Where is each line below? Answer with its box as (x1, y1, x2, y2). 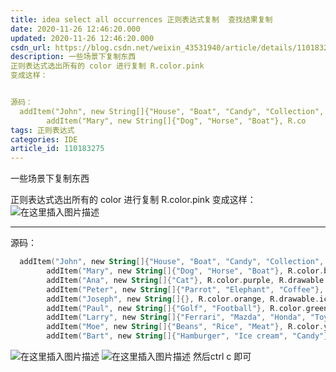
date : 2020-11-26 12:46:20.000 (10, 24, 141, 34)
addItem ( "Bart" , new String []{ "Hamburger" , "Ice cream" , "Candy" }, (46, 331, 333, 341)
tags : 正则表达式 (10, 125, 75, 135)
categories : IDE (10, 134, 78, 145)
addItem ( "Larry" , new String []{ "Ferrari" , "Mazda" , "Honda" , (46, 312, 307, 323)
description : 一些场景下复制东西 (10, 52, 137, 62)
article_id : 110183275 (10, 144, 105, 154)
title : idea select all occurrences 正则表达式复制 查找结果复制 (10, 14, 273, 25)
